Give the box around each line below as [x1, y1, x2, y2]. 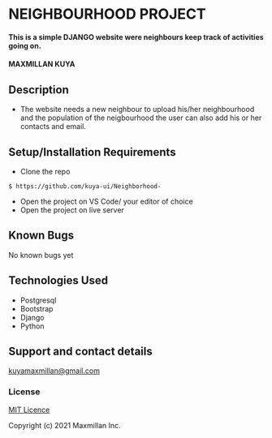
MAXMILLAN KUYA [8, 59, 76, 69]
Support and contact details [8, 345, 153, 359]
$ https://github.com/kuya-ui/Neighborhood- [8, 182, 162, 191]
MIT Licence [8, 405, 50, 414]
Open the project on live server [19, 205, 124, 215]
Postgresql [19, 295, 57, 305]
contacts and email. [19, 122, 87, 131]
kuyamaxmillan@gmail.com [8, 366, 100, 376]
